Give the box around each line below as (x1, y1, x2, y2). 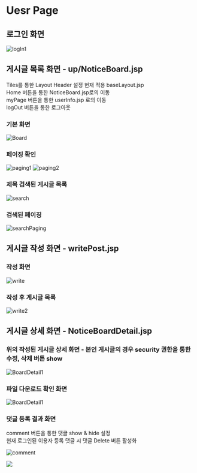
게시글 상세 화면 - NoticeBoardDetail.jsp (6, 326, 153, 336)
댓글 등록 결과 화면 (6, 415, 56, 423)
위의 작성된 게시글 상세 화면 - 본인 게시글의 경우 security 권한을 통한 (6, 346, 191, 354)
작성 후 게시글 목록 (6, 293, 56, 301)
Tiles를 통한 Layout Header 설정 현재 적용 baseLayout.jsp (6, 81, 144, 88)
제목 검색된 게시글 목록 (6, 181, 68, 189)
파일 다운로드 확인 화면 (6, 385, 68, 393)
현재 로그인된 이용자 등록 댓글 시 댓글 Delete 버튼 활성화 (6, 437, 137, 444)
